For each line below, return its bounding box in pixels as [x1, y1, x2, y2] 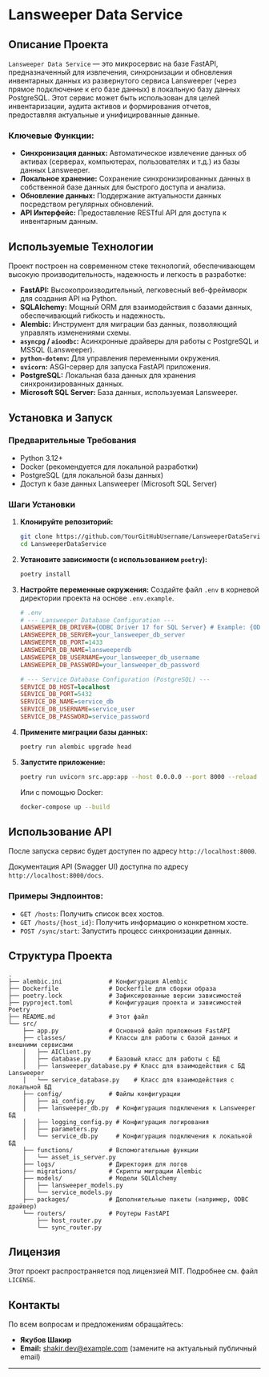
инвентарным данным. [19, 217, 98, 226]
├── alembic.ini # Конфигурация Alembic [8, 977, 188, 985]
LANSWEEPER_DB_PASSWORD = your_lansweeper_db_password [19, 661, 200, 669]
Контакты [8, 1298, 60, 1312]
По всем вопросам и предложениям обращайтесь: [8, 1319, 184, 1330]
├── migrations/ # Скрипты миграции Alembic [22, 1167, 203, 1175]
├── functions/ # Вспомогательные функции [22, 1146, 199, 1154]
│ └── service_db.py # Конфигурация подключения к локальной [22, 1132, 252, 1140]
